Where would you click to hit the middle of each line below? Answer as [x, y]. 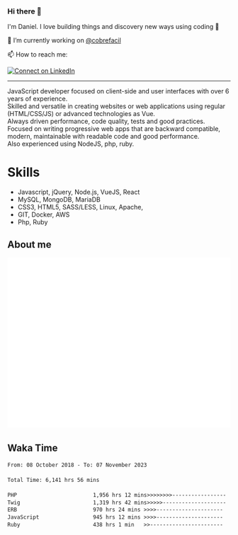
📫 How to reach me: [38, 54]
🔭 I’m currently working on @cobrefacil [64, 40]
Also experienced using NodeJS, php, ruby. [71, 144]
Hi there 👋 [25, 11]
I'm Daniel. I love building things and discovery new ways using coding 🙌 [113, 27]
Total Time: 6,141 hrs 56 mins [53, 480]
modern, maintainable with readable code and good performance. [103, 137]
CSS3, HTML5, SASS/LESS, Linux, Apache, [80, 207]
